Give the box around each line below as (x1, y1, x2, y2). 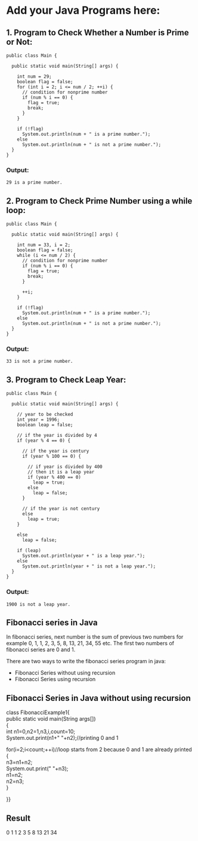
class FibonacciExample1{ (6, 709, 70, 716)
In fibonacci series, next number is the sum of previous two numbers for (6, 633, 184, 640)
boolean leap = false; (17, 422, 73, 428)
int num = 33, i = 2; (17, 242, 70, 248)
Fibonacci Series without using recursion (14, 669, 116, 676)
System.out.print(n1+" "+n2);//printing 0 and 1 (6, 734, 119, 742)
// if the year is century (21, 448, 89, 454)
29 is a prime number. (6, 180, 63, 186)
